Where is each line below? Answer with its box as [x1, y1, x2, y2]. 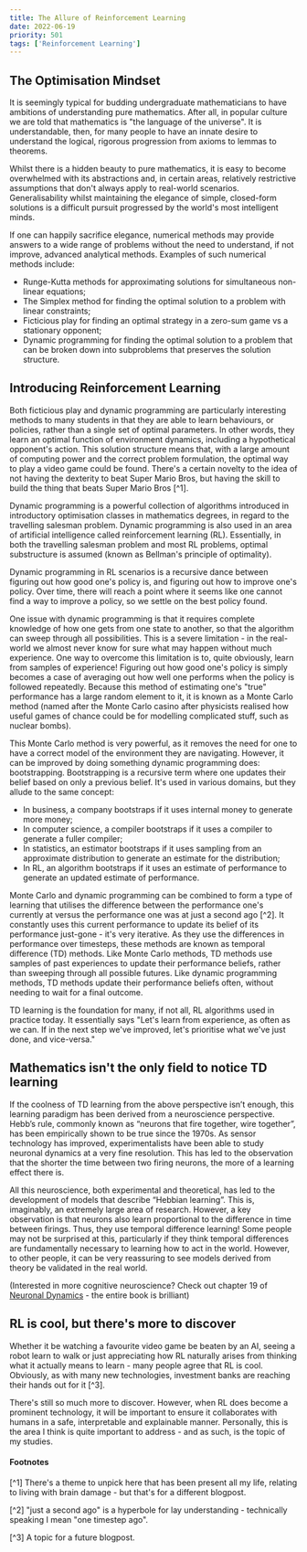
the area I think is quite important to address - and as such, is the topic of [9, 1426, 286, 1437]
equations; [46, 286, 87, 297]
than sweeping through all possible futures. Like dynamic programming [9, 967, 278, 978]
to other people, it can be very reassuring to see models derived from [9, 1252, 271, 1263]
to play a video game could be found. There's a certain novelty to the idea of [9, 462, 298, 473]
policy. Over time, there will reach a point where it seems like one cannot [9, 586, 283, 597]
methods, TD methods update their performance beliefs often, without [9, 977, 274, 988]
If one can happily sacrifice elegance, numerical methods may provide [9, 229, 275, 240]
